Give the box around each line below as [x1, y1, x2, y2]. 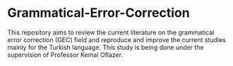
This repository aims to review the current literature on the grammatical [7, 28, 215, 37]
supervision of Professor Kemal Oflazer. [7, 51, 124, 59]
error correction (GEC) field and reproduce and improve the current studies [7, 35, 226, 44]
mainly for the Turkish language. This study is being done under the [7, 43, 205, 51]
